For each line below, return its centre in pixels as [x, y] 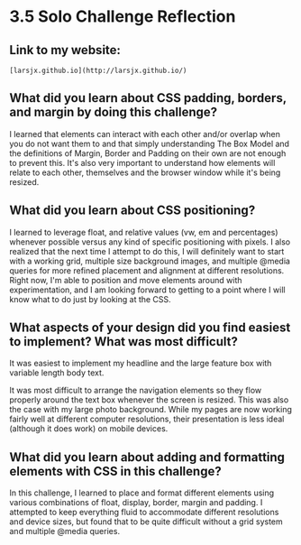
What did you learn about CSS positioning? [132, 211]
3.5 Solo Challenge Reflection [123, 17]
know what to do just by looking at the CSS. [90, 299]
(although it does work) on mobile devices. [89, 429]
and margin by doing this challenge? [114, 112]
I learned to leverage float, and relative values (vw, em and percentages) [144, 232]
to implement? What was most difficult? [124, 342]
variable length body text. [57, 373]
